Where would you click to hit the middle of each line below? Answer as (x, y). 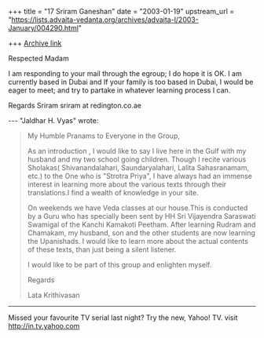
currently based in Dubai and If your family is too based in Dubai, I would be (131, 82)
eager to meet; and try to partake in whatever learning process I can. (119, 90)
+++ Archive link (35, 43)
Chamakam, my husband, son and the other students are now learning (141, 233)
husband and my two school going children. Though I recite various (137, 159)
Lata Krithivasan (53, 295)
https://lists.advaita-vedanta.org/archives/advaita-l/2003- (105, 20)
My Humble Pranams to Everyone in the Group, (104, 136)
